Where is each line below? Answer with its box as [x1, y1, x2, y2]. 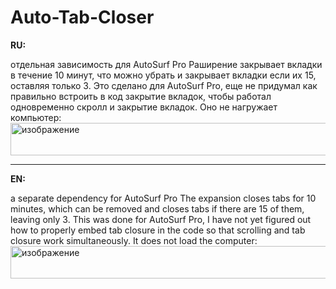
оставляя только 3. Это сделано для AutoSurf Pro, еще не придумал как [10, 79, 318, 91]
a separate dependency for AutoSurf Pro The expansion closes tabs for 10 [10, 192, 317, 204]
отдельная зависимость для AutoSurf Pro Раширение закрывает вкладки [10, 58, 323, 70]
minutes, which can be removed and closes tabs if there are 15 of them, [10, 202, 305, 215]
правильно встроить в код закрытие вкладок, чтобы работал [10, 90, 272, 102]
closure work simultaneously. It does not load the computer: [10, 234, 258, 246]
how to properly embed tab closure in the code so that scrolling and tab [10, 224, 306, 236]
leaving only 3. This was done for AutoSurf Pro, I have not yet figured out [10, 213, 312, 225]
